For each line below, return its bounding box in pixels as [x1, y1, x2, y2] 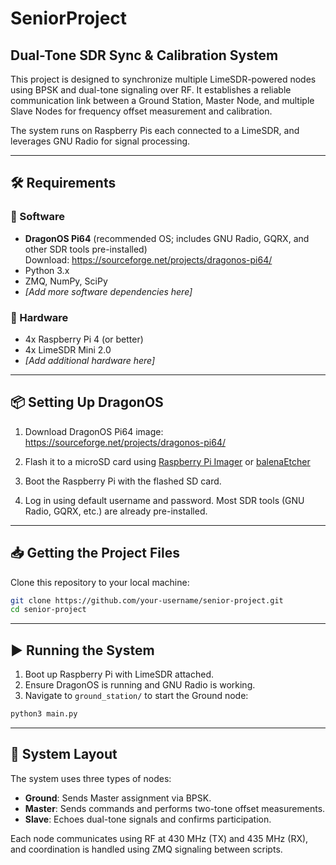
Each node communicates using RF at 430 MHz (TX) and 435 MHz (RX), [10, 832, 309, 844]
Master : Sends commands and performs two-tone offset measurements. [24, 802, 326, 814]
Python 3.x [24, 264, 70, 276]
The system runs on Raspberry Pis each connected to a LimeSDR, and [10, 125, 300, 136]
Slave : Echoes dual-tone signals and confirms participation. [24, 813, 272, 825]
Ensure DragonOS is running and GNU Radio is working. [24, 679, 256, 691]
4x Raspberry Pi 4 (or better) [24, 333, 144, 345]
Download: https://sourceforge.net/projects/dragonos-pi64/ [24, 253, 273, 266]
